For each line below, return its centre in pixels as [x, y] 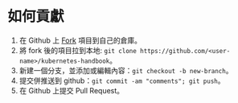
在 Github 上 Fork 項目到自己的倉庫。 [80, 40]
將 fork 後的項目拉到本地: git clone [78, 50]
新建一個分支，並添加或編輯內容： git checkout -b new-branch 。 [126, 70]
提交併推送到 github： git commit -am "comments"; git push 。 [122, 80]
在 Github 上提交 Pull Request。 [72, 90]
